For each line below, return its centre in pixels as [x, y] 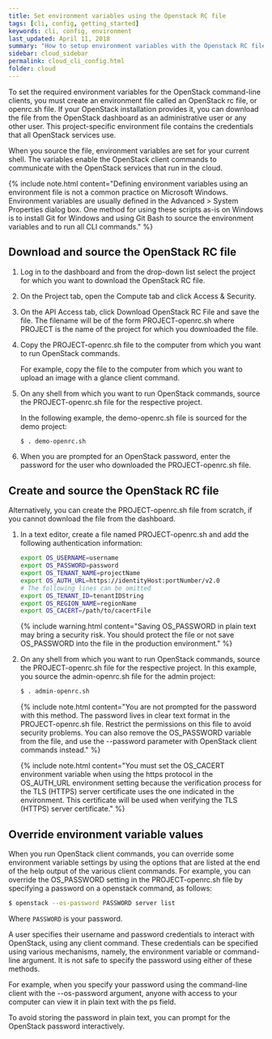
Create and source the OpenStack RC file [114, 490]
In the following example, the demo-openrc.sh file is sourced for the [133, 418]
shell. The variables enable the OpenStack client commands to [113, 159]
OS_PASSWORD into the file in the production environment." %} [126, 644]
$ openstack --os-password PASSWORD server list [92, 903]
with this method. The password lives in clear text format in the [125, 715]
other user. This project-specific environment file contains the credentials [131, 126]
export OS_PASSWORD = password [69, 566]
